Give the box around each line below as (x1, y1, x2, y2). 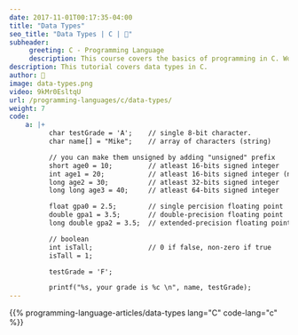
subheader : (9, 37, 50, 47)
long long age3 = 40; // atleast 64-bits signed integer (48, 186, 279, 195)
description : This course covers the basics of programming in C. (28, 54, 279, 63)
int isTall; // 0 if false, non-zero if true (48, 243, 272, 251)
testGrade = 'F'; (48, 267, 114, 276)
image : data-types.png (9, 79, 93, 88)
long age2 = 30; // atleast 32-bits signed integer (48, 178, 279, 187)
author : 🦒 (9, 71, 46, 80)
